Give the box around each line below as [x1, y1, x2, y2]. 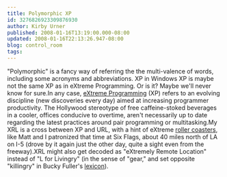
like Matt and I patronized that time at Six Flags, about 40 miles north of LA [7, 132, 218, 141]
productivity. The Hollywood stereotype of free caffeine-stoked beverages [7, 104, 217, 112]
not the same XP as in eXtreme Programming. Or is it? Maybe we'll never [7, 82, 212, 90]
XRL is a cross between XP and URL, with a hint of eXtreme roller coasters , [7, 125, 218, 134]
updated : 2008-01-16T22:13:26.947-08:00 [7, 36, 124, 43]
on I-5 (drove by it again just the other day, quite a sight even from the [7, 140, 204, 148]
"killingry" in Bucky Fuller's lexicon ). [7, 162, 109, 170]
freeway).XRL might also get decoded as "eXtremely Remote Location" [7, 147, 207, 155]
